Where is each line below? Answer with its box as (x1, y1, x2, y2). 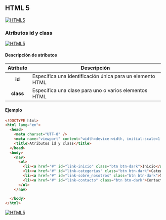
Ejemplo (5, 107, 22, 113)
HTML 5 (5, 4, 30, 12)
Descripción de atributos (5, 52, 57, 58)
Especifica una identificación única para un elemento (32, 73, 156, 80)
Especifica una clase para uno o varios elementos (32, 87, 148, 94)
